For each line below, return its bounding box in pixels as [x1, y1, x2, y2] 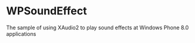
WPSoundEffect [6, 4, 88, 18]
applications [6, 30, 36, 37]
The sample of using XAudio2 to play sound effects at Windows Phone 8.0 [6, 24, 189, 31]
